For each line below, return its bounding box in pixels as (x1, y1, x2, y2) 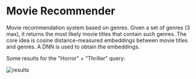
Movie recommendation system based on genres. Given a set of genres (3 (6, 24, 191, 31)
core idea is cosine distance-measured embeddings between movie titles (6, 37, 188, 44)
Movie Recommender (6, 4, 115, 18)
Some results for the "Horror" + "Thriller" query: (6, 54, 126, 62)
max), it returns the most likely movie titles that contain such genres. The (6, 30, 187, 37)
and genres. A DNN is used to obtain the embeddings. (6, 43, 140, 50)
